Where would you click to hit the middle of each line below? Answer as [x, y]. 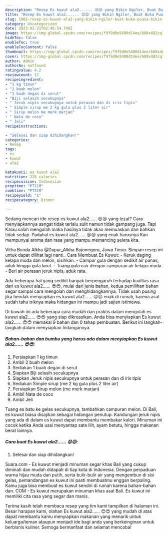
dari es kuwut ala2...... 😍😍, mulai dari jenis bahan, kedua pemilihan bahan [82, 286]
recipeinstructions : [27, 126]
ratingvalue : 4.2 [23, 71]
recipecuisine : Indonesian [33, 181]
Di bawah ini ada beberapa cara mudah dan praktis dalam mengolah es [78, 311]
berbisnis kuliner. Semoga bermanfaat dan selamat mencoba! [68, 527]
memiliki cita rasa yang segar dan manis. [47, 496]
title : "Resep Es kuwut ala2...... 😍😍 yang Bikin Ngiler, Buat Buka [79, 15]
